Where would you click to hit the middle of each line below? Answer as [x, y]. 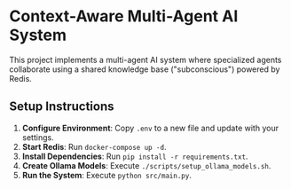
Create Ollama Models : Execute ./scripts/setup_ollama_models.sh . [146, 165]
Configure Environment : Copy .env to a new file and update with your [150, 128]
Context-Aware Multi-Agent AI [124, 16]
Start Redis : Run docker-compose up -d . [94, 146]
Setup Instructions [62, 107]
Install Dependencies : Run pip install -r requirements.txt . [135, 156]
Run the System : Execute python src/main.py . [107, 175]
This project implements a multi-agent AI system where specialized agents [145, 59]
